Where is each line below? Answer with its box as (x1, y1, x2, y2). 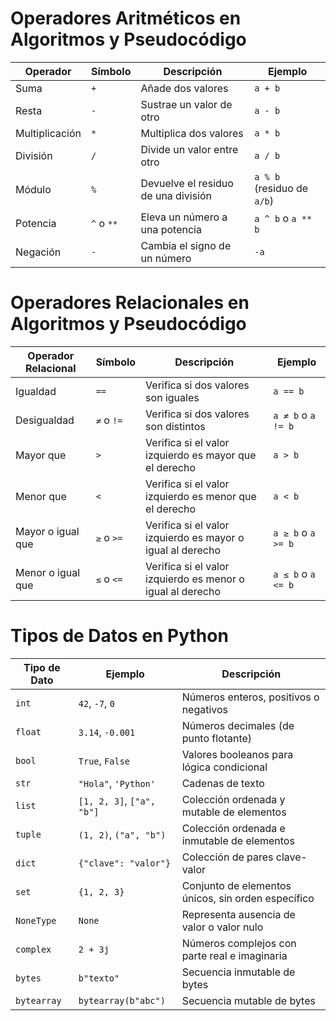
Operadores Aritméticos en (10, 7, 242, 30)
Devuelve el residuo (140, 176, 234, 190)
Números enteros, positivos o (181, 690, 320, 704)
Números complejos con (181, 936, 297, 950)
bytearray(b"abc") (78, 995, 166, 1006)
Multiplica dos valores (140, 126, 244, 140)
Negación (15, 245, 62, 259)
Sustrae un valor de (140, 97, 233, 111)
